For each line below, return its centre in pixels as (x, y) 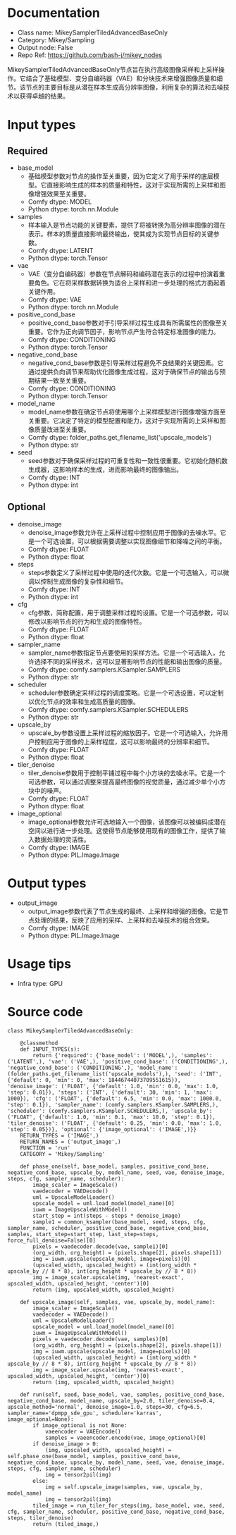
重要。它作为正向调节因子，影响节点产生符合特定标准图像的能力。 (124, 331)
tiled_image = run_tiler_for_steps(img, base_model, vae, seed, (129, 1505)
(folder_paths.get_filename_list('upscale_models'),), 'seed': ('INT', (114, 1074)
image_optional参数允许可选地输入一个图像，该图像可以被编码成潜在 (127, 822)
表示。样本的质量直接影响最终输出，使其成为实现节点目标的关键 (120, 233)
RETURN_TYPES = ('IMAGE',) (60, 1135)
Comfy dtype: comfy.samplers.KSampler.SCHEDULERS (108, 709)
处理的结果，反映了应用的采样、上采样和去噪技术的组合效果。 (124, 920)
